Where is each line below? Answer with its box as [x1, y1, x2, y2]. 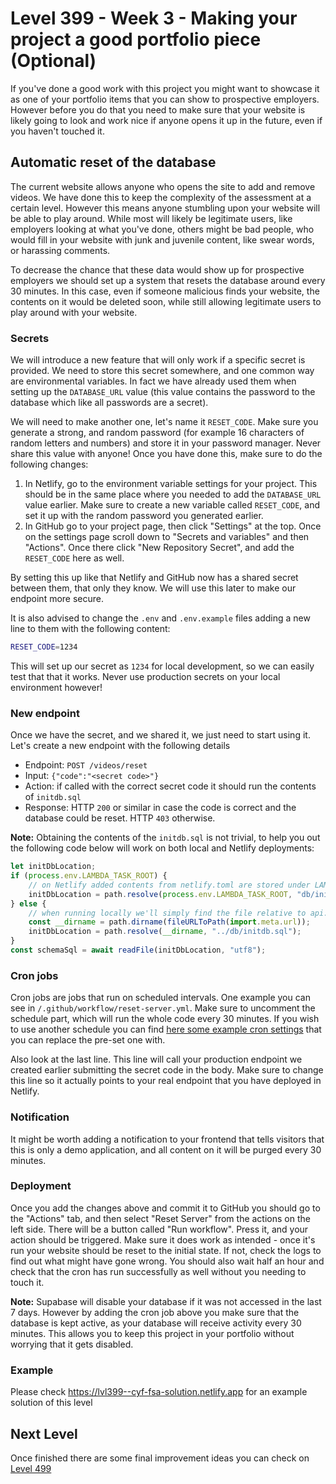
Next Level [10, 1425, 78, 1442]
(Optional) [10, 50, 97, 72]
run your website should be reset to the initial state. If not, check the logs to [10, 1244, 322, 1256]
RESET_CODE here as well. [24, 552, 125, 564]
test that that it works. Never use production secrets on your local [10, 670, 281, 682]
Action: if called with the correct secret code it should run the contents [24, 780, 317, 792]
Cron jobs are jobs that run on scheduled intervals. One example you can [10, 992, 311, 1004]
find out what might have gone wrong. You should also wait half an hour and [10, 1255, 325, 1267]
